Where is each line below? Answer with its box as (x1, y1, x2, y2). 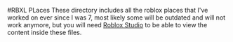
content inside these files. (7, 28, 82, 36)
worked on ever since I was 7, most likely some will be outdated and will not (7, 13, 226, 22)
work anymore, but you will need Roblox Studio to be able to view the (7, 21, 208, 29)
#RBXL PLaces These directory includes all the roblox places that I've (7, 6, 208, 14)
